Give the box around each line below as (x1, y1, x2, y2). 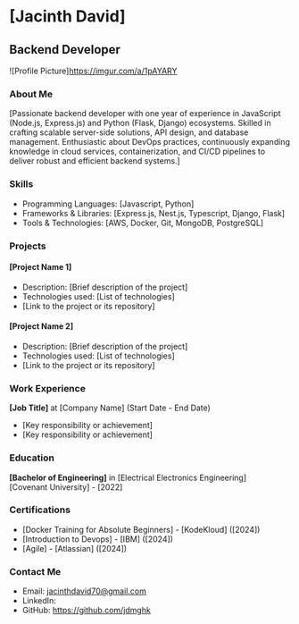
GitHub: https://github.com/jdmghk (21, 605, 152, 616)
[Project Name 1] (9, 262, 72, 273)
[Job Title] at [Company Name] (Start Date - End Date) (9, 402, 212, 413)
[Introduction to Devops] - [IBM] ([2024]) (21, 534, 174, 544)
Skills (9, 178, 34, 190)
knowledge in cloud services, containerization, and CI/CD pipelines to (9, 146, 266, 157)
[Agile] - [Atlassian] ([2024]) (21, 543, 128, 553)
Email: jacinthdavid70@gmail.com (21, 586, 147, 596)
